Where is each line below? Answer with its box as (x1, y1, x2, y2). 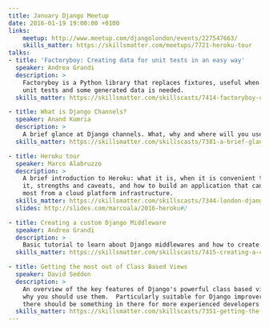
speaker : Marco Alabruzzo (15, 159, 102, 168)
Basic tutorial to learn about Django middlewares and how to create (22, 241, 260, 249)
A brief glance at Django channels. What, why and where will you (22, 130, 249, 138)
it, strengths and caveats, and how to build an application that (22, 182, 249, 190)
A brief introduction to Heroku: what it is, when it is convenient (22, 174, 256, 182)
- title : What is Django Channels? (8, 108, 127, 116)
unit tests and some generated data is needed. (22, 86, 184, 94)
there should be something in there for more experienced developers (22, 300, 260, 308)
